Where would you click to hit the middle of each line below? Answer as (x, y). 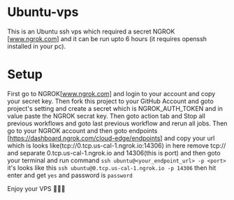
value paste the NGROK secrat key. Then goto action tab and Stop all (107, 116)
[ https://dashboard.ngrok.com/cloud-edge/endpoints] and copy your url (111, 138)
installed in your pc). (37, 46)
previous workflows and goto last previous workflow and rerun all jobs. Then (117, 123)
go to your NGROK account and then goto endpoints (82, 130)
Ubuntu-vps (43, 12)
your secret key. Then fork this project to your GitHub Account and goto (111, 101)
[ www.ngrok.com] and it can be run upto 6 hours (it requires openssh (107, 38)
